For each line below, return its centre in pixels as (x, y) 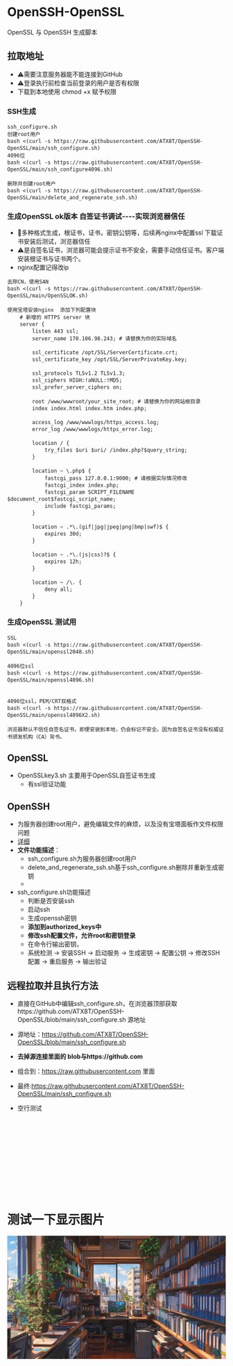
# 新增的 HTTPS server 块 (55, 318)
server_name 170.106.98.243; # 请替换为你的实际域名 (104, 339)
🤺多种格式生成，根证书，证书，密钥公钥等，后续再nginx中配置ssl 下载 (117, 233)
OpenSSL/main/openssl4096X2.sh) (54, 715)
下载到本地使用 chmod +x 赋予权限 (67, 92)
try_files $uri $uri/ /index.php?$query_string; (116, 450)
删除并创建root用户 (32, 184)
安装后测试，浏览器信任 (57, 242)
